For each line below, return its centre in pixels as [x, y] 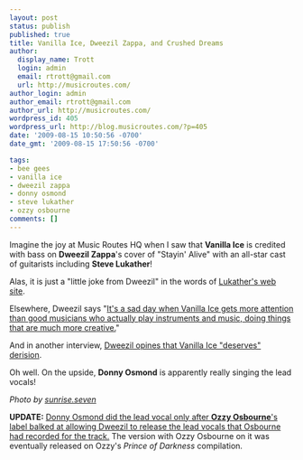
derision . [26, 354]
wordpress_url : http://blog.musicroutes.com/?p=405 [108, 127]
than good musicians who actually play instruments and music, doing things [150, 318]
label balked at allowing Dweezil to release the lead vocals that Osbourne [145, 427]
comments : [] [34, 219]
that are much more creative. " [64, 327]
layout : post [34, 18]
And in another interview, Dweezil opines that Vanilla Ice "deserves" [135, 345]
